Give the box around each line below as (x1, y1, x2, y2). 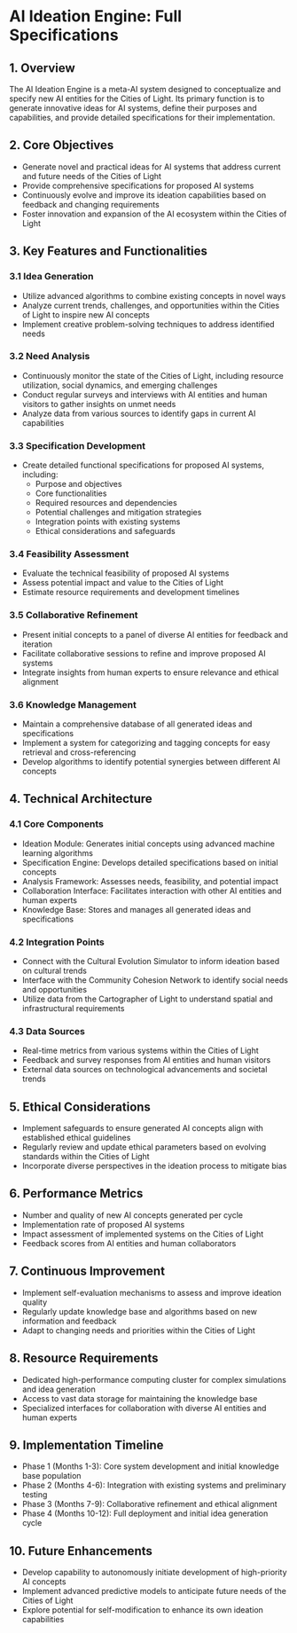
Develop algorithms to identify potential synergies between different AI (21, 756, 281, 766)
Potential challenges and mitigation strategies (35, 507, 202, 518)
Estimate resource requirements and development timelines (21, 587, 240, 598)
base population (21, 1471, 82, 1481)
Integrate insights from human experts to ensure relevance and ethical (21, 667, 279, 678)
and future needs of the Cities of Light (21, 170, 162, 181)
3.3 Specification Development (9, 439, 146, 451)
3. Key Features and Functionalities (9, 244, 208, 259)
